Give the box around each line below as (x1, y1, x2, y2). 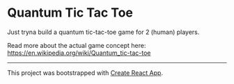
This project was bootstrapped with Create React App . (7, 68, 164, 77)
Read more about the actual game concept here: (7, 41, 146, 49)
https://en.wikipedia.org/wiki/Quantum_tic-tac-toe (7, 49, 151, 57)
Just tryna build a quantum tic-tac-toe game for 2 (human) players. (7, 28, 200, 36)
